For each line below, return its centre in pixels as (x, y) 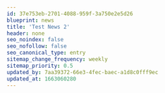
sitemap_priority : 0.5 (40, 66)
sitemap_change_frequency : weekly (57, 59)
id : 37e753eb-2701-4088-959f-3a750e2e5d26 (70, 14)
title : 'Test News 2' (38, 27)
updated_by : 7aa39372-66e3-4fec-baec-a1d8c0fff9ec (82, 72)
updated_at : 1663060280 (42, 79)
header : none (26, 33)
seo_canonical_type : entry (46, 53)
